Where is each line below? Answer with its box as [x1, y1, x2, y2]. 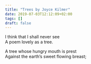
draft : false [5, 20, 31, 26]
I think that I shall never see [5, 34, 60, 40]
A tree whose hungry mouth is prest [5, 48, 76, 54]
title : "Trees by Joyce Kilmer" [5, 7, 70, 12]
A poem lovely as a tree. [5, 39, 53, 45]
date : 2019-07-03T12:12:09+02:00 [5, 12, 73, 16]
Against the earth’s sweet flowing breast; [5, 54, 87, 60]
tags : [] [5, 16, 23, 21]
